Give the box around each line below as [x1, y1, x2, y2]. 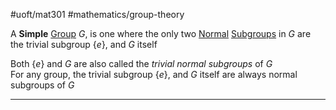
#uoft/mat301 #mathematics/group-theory [10, 9, 185, 20]
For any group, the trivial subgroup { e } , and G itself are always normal [10, 69, 298, 80]
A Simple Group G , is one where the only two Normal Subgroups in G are [10, 28, 312, 39]
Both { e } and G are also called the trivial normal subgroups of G [10, 58, 273, 69]
